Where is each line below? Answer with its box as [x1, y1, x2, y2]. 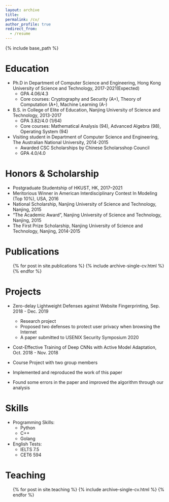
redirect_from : [5, 26, 38, 32]
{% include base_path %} [5, 45, 59, 51]
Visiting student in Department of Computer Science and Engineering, [12, 133, 159, 140]
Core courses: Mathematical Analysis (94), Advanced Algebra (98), [20, 123, 161, 129]
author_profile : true [5, 21, 51, 27]
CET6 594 [20, 452, 42, 458]
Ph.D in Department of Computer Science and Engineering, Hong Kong [12, 79, 161, 86]
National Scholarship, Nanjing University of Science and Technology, [12, 201, 157, 207]
